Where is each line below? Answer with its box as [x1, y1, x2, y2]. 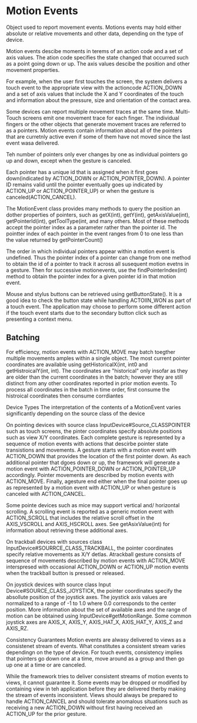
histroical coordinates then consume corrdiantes [6, 392, 123, 399]
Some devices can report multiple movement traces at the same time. [6, 108, 175, 115]
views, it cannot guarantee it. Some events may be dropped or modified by [6, 679, 187, 686]
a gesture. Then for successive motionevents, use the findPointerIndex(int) [6, 267, 188, 274]
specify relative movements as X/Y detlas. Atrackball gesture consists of [6, 550, 182, 558]
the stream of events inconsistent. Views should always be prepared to [6, 691, 178, 698]
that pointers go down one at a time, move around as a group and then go [6, 655, 185, 662]
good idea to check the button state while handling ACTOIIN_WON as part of [6, 297, 192, 304]
